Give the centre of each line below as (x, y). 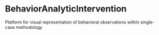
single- (147, 22)
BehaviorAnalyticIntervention (66, 9)
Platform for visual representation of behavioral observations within (72, 22)
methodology (29, 27)
